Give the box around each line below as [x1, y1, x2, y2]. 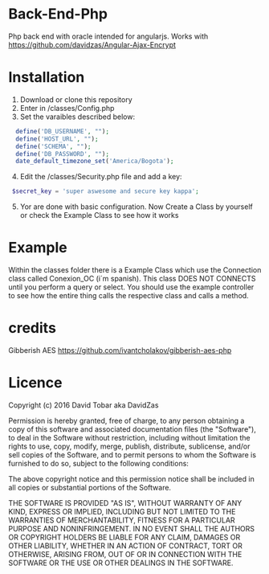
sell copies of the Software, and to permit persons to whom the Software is [8, 449, 257, 459]
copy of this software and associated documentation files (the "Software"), [8, 424, 257, 434]
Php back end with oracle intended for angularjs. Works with [8, 31, 209, 41]
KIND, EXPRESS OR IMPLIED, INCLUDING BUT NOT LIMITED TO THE [8, 506, 236, 516]
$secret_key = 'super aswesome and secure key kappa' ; [11, 187, 199, 195]
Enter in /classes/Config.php [19, 103, 115, 113]
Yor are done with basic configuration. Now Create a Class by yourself [19, 202, 253, 211]
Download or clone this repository [19, 94, 132, 105]
